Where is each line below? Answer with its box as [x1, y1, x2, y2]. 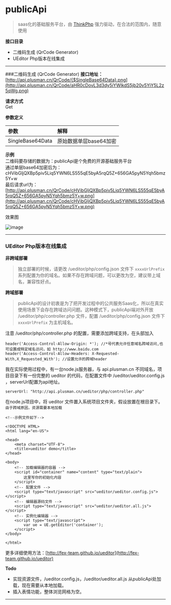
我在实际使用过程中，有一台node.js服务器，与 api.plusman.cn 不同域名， [5, 366, 158, 372]
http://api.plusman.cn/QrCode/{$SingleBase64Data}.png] [7, 76, 128, 82]
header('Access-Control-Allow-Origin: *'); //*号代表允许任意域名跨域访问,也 [5, 341, 163, 347]
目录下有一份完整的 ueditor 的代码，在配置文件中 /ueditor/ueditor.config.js [9, 373, 165, 379]
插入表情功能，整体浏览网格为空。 [12, 589, 84, 595]
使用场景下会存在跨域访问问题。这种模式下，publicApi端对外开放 [17, 307, 154, 313]
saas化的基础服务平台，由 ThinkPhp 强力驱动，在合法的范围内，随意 [17, 21, 162, 27]
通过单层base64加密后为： [5, 164, 62, 170]
